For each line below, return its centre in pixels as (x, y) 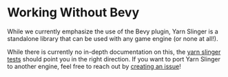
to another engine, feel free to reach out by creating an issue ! (94, 66)
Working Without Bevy (73, 13)
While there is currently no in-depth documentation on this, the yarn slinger (114, 52)
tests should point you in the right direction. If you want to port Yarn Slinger (114, 59)
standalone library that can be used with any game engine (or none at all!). (113, 38)
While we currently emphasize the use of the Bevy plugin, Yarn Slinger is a (113, 31)
